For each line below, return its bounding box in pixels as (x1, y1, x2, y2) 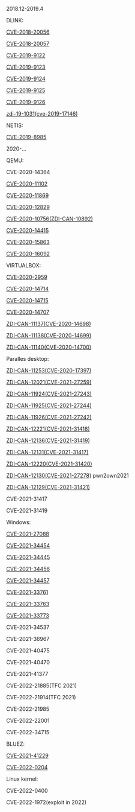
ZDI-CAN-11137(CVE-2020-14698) (6, 320, 91, 327)
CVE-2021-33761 (6, 589, 49, 596)
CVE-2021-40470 (6, 659, 50, 666)
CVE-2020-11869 (6, 192, 49, 199)
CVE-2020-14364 (6, 169, 50, 175)
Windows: (6, 519, 31, 526)
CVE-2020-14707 (6, 308, 50, 316)
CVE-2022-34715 (6, 729, 50, 735)
